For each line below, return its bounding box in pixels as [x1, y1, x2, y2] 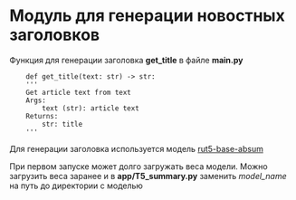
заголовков [9, 24, 100, 45]
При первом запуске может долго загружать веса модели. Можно [9, 160, 269, 172]
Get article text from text [25, 88, 131, 97]
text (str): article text [42, 103, 140, 113]
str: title [42, 119, 83, 129]
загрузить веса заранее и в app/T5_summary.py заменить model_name [9, 170, 287, 181]
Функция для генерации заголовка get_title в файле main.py [9, 54, 243, 65]
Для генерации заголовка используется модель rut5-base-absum [9, 143, 264, 154]
